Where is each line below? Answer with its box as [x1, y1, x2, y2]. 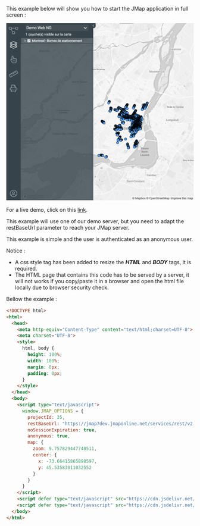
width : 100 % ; [27, 358, 60, 364]
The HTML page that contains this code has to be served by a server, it [14, 271, 189, 278]
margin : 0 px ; [27, 364, 60, 370]
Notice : [6, 247, 26, 254]
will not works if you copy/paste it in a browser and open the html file [14, 277, 185, 284]
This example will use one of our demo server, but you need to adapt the [6, 217, 185, 225]
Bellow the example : [6, 295, 58, 302]
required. [14, 265, 37, 272]
